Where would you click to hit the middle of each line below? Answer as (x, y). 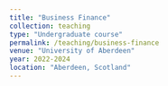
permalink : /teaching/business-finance (84, 43)
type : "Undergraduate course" (66, 34)
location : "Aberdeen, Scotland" (70, 68)
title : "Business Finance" (60, 17)
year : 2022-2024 (40, 59)
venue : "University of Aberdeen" (72, 51)
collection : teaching (50, 26)
